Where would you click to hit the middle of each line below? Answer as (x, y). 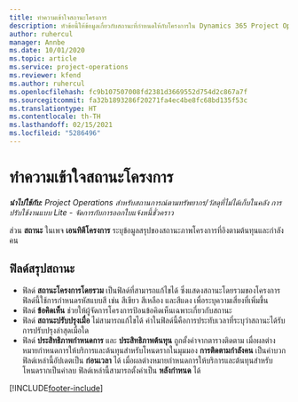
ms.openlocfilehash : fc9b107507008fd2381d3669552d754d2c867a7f (129, 92)
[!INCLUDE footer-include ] (56, 388)
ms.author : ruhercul (47, 84)
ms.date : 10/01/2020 (47, 51)
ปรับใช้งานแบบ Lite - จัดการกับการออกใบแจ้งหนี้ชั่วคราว (92, 212)
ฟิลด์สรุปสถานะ (42, 269)
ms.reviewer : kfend (45, 76)
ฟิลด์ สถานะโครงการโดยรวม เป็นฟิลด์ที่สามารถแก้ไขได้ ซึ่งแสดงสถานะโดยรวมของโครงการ (151, 290)
